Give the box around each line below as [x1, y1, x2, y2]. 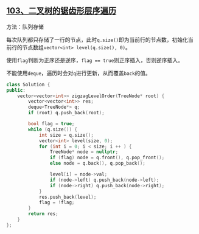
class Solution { [6, 81, 51, 88]
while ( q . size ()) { [28, 126, 78, 132]
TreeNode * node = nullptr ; [49, 149, 119, 155]
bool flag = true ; [28, 121, 75, 127]
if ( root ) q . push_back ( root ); [28, 110, 105, 116]
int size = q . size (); [38, 132, 94, 138]
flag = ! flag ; [38, 199, 75, 205]
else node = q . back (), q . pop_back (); [49, 160, 146, 167]
